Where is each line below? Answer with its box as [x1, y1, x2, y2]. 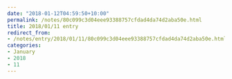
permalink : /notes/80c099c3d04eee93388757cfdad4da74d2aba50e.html [7, 16, 202, 23]
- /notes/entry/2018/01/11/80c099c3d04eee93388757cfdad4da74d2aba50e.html [7, 36, 227, 43]
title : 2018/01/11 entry [7, 23, 79, 30]
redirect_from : [7, 29, 51, 36]
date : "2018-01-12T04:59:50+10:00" [7, 10, 110, 17]
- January [7, 49, 36, 56]
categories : [7, 42, 41, 49]
